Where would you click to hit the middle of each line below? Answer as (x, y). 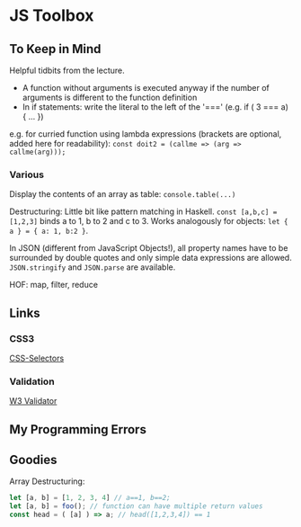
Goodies (33, 460)
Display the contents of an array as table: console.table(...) (123, 194)
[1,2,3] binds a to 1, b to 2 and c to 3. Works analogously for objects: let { (149, 221)
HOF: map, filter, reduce (54, 285)
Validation (32, 381)
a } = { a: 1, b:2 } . (49, 231)
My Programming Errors (78, 429)
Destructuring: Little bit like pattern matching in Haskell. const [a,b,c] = (143, 211)
